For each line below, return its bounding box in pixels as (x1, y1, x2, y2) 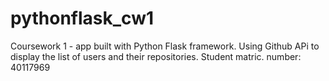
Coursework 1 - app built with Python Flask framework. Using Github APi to (10, 40, 320, 52)
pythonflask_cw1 (10, 7, 155, 30)
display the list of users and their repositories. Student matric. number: (10, 50, 302, 62)
